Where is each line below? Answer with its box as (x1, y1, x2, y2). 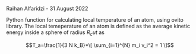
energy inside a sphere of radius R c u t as (6, 29, 105, 37)
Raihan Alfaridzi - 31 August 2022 (6, 5, 88, 12)
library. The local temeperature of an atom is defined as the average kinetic (6, 23, 190, 29)
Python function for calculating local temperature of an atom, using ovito (6, 16, 184, 23)
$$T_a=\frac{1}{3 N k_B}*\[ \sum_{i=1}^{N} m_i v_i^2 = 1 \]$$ (26, 41, 174, 49)
